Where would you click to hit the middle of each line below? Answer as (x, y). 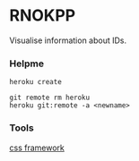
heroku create (36, 82)
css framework (37, 148)
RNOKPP (43, 16)
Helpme (27, 64)
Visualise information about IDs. (68, 40)
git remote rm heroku (50, 98)
